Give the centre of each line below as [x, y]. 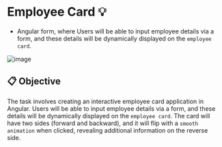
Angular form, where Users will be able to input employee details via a [115, 31]
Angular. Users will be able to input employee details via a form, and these [111, 108]
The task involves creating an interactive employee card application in [105, 101]
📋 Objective [34, 82]
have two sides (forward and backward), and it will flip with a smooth [103, 123]
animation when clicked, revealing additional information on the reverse [108, 130]
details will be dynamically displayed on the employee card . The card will [109, 116]
